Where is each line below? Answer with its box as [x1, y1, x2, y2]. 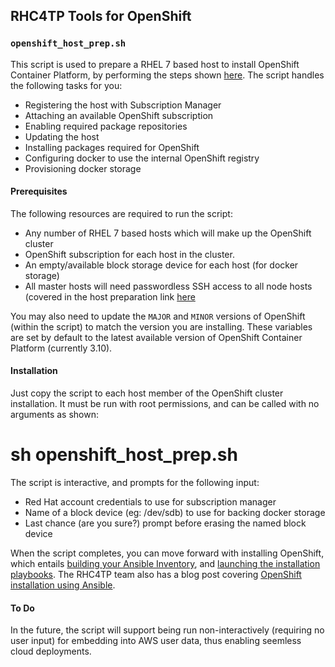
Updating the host [24, 130, 100, 143]
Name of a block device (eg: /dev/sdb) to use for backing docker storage [24, 507, 326, 519]
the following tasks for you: [10, 79, 123, 91]
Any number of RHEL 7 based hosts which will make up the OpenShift [24, 227, 312, 239]
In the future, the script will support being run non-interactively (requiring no [10, 624, 325, 636]
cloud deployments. [10, 645, 92, 658]
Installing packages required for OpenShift [24, 141, 200, 153]
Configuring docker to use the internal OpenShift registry [24, 152, 260, 164]
